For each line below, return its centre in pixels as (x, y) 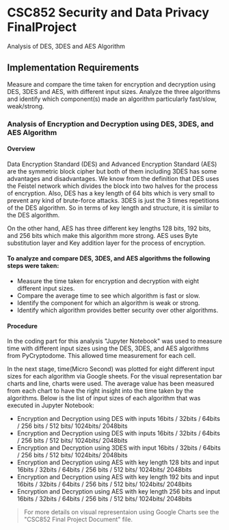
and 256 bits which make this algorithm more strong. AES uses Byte (103, 235)
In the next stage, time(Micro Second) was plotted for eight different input (111, 369)
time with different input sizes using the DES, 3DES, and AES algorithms (108, 348)
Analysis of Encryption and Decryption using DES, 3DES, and (110, 123)
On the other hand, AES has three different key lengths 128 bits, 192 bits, (109, 228)
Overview (21, 149)
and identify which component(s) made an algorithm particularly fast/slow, (112, 99)
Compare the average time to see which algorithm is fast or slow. (108, 296)
